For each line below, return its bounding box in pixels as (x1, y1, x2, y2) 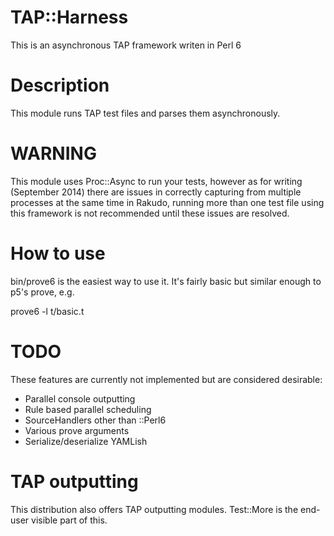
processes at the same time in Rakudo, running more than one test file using (10, 196, 325, 208)
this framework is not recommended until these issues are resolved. (10, 207, 290, 219)
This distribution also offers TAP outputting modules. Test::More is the (10, 503, 299, 515)
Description (10, 74, 110, 97)
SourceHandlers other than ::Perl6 (24, 414, 167, 426)
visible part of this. (31, 514, 108, 526)
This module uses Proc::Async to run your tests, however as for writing (10, 175, 303, 187)
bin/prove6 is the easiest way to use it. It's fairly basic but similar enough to (10, 275, 322, 287)
